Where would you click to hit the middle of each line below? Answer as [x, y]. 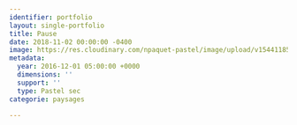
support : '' [39, 83]
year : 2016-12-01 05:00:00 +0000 [79, 67]
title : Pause [33, 33]
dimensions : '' [45, 75]
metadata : [27, 58]
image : [21, 50]
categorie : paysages [47, 99]
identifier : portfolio [51, 17]
